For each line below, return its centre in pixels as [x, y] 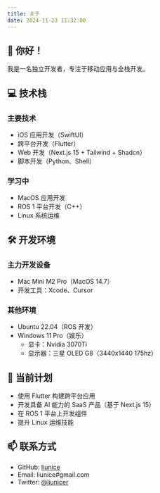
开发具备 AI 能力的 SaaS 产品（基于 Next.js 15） [86, 405]
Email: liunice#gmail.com [53, 474]
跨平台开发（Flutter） [48, 144]
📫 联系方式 [32, 447]
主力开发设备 [29, 265]
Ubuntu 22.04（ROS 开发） [57, 327]
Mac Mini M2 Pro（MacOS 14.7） [65, 281]
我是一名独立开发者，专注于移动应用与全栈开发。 [78, 69]
